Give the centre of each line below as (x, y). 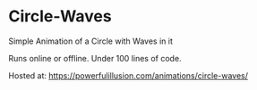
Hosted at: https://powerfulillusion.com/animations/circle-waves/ (128, 75)
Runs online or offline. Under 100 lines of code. (95, 58)
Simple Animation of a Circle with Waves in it (91, 41)
